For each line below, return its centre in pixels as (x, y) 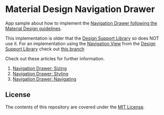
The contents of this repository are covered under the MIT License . (75, 107)
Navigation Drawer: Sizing (40, 68)
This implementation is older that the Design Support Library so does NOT (82, 38)
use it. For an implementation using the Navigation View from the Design (80, 43)
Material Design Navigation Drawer (80, 9)
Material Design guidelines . (34, 28)
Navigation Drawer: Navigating (44, 79)
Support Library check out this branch (45, 49)
